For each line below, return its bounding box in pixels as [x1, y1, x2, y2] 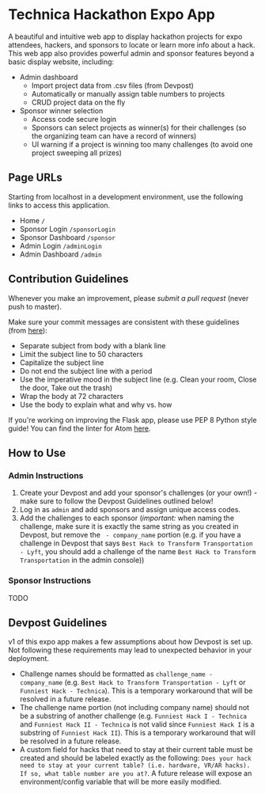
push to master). [8, 302, 62, 311]
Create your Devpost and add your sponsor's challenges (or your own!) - [19, 488, 258, 498]
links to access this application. [8, 200, 111, 210]
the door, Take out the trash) [19, 382, 113, 393]
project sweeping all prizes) [31, 148, 123, 158]
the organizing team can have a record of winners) [31, 131, 197, 140]
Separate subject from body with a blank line [19, 340, 166, 350]
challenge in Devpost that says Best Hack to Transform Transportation [19, 538, 253, 548]
